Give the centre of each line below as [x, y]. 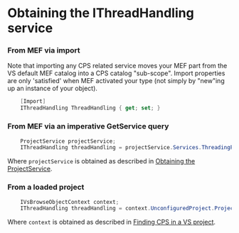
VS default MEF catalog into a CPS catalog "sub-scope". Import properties [116, 73]
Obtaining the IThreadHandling [101, 13]
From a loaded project [46, 188]
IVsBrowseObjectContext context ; [70, 202]
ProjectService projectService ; [68, 141]
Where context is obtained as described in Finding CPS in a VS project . [111, 222]
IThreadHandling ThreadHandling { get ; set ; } [90, 108]
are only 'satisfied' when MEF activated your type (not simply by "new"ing [116, 81]
